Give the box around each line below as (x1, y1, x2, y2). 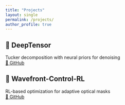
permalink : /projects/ (5, 17, 54, 22)
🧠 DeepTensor (5, 40, 51, 49)
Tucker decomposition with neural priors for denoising (5, 54, 120, 60)
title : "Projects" (5, 7, 45, 13)
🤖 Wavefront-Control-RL (5, 75, 85, 83)
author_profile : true (5, 22, 52, 27)
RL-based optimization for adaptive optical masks (5, 88, 111, 94)
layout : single (5, 12, 38, 17)
